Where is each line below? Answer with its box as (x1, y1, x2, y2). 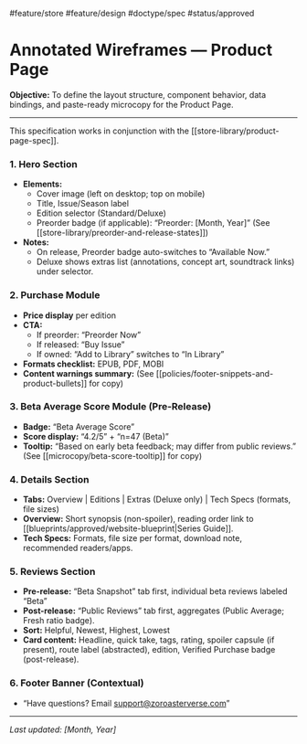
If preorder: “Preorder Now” (36, 329, 142, 340)
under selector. (36, 266, 94, 277)
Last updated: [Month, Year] (9, 724, 117, 735)
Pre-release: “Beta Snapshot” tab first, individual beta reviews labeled (22, 586, 288, 597)
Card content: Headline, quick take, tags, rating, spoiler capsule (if (22, 634, 275, 645)
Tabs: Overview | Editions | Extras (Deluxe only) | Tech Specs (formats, (22, 494, 291, 505)
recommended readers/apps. (22, 543, 133, 554)
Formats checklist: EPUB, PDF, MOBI (22, 358, 164, 369)
